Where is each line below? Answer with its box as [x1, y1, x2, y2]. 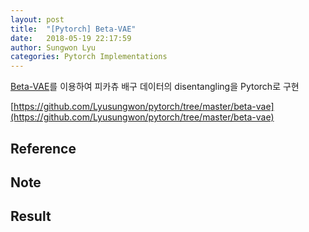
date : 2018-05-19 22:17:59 [10, 33, 132, 43]
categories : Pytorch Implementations [10, 52, 168, 62]
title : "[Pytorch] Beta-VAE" [10, 24, 137, 34]
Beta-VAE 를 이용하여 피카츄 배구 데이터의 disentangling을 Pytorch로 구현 [10, 81, 300, 93]
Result [10, 208, 52, 225]
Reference [10, 140, 77, 157]
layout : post [10, 14, 65, 25]
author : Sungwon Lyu [10, 42, 97, 53]
